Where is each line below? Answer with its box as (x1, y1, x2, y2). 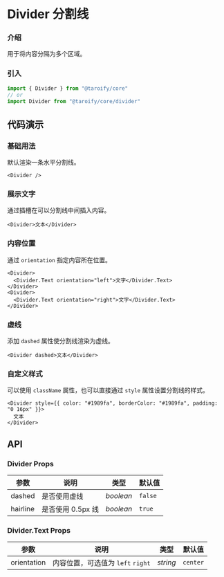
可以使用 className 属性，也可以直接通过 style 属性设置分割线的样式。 (7, 386, 209, 394)
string (157, 558, 176, 567)
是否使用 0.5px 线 (41, 504, 99, 514)
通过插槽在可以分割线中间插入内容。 (7, 206, 111, 214)
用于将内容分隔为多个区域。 (7, 50, 86, 58)
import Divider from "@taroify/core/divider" (7, 98, 140, 104)
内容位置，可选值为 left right (52, 558, 151, 568)
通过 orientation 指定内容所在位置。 (7, 255, 112, 264)
